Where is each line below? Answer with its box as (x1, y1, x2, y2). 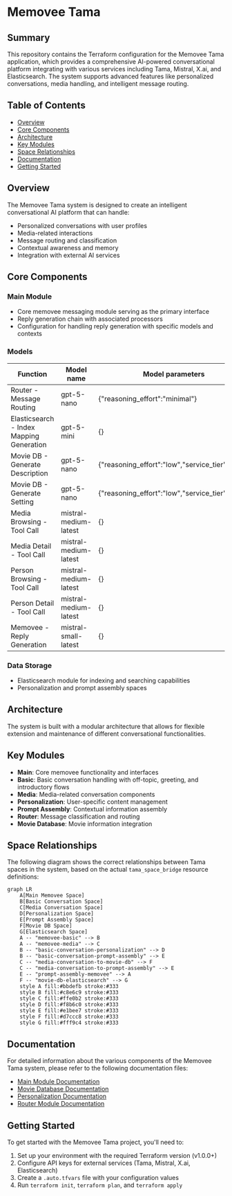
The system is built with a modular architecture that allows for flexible (7, 722, 205, 730)
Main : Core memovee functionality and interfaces (17, 768, 159, 776)
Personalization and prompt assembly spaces (17, 683, 147, 692)
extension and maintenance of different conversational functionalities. (7, 729, 206, 738)
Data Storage (7, 660, 52, 670)
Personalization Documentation (17, 1092, 107, 1100)
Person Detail (10, 598, 55, 608)
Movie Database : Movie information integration (17, 819, 153, 828)
